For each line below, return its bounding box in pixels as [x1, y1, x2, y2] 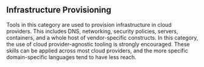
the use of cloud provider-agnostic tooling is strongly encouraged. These [6, 40, 190, 48]
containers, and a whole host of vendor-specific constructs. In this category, [6, 33, 199, 41]
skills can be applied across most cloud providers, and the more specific [6, 47, 188, 54]
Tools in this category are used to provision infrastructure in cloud [6, 21, 172, 28]
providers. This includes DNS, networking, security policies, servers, [6, 27, 178, 35]
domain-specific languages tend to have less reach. [6, 53, 137, 60]
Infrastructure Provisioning [6, 5, 111, 15]
